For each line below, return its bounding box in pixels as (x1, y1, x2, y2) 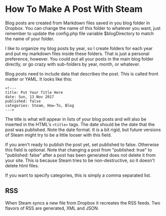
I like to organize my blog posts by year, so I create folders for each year (5, 45, 153, 51)
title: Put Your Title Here (5, 90, 63, 95)
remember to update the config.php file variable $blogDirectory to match (5, 30, 154, 36)
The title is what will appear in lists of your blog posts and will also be (5, 116, 147, 122)
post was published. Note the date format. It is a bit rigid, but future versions (5, 127, 161, 133)
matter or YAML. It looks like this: (5, 76, 73, 82)
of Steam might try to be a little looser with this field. (5, 132, 112, 138)
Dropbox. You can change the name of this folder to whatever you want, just (5, 25, 161, 31)
